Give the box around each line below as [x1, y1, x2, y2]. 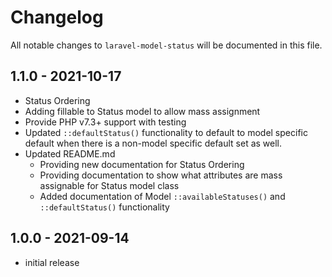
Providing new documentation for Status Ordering [39, 158, 245, 170]
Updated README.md [24, 147, 116, 160]
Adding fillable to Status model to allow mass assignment [24, 105, 261, 117]
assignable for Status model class [39, 179, 180, 191]
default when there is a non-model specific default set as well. [24, 137, 283, 149]
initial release [24, 256, 80, 268]
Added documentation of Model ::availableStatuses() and [39, 190, 286, 202]
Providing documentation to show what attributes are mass [39, 169, 283, 181]
